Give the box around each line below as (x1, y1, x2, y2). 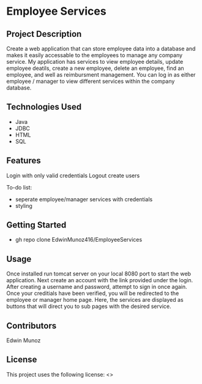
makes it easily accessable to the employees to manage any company (6, 52, 182, 59)
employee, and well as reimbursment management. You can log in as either (6, 71, 196, 78)
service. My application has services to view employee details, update (6, 58, 184, 65)
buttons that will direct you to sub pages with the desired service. (6, 302, 171, 310)
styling (15, 202, 32, 209)
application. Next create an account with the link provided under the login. (6, 277, 193, 284)
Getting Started (6, 220, 67, 231)
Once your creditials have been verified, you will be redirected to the (6, 290, 179, 297)
